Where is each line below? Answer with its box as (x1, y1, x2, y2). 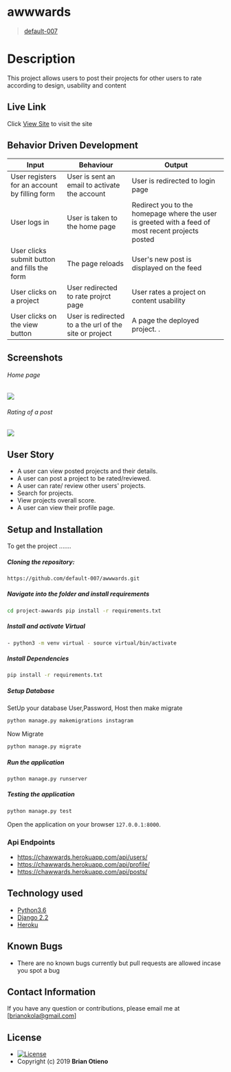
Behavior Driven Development (7, 139, 139, 152)
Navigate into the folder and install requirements (7, 590, 150, 598)
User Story (7, 449, 54, 461)
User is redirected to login (131, 176, 215, 185)
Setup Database (7, 687, 55, 695)
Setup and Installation (7, 523, 103, 535)
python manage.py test (7, 807, 72, 814)
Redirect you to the (131, 200, 193, 210)
